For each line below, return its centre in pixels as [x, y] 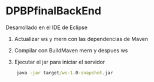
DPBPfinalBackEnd [53, 11]
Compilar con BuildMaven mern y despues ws [71, 50]
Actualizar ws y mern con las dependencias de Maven [81, 39]
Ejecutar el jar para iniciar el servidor [60, 62]
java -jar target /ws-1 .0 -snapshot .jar [65, 72]
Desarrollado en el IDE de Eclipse [47, 27]
